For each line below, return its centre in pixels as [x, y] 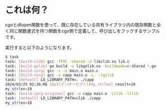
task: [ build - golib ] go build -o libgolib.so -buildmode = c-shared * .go [81, 66]
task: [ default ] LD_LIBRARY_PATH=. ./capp [50, 80]
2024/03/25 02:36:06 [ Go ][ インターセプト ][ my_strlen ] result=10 [70, 84]
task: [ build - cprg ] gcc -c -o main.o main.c [52, 71]
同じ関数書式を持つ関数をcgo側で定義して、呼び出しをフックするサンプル [84, 31]
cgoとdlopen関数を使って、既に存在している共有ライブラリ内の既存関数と [81, 25]
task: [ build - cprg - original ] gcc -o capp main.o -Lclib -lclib [72, 93]
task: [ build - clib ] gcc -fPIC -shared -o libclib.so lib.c [67, 61]
